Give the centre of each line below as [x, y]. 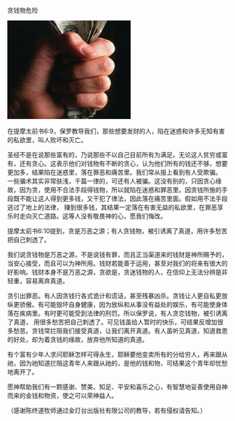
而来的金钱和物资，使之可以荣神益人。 [62, 395]
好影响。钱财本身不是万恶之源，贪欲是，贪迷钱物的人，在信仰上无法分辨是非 [117, 272]
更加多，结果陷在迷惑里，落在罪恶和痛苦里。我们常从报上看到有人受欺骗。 [114, 172]
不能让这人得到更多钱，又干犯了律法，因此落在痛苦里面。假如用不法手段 [123, 199]
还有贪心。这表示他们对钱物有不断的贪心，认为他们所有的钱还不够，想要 [123, 164]
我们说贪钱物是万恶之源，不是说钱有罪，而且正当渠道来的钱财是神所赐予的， [117, 255]
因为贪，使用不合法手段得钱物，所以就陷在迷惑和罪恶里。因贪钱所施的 [120, 190]
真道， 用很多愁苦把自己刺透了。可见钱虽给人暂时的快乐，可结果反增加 [115, 322]
